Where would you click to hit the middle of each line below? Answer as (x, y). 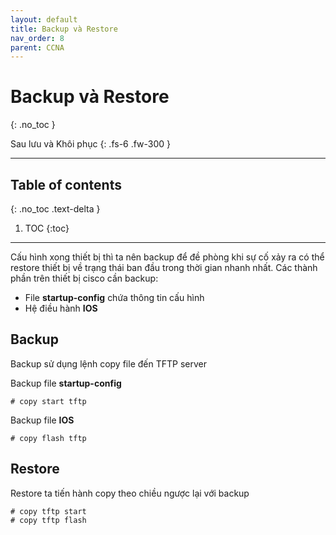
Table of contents (66, 184)
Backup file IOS (42, 420)
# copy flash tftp (48, 438)
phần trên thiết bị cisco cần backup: (84, 278)
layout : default (44, 19)
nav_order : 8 (37, 38)
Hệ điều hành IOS (61, 308)
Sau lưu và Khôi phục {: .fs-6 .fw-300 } (91, 144)
